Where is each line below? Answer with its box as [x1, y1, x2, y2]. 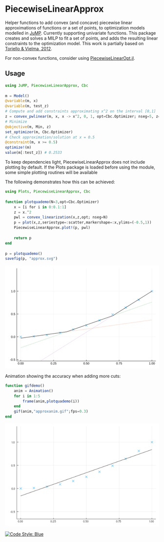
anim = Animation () [14, 388, 54, 393]
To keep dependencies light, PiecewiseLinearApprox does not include [5, 159, 145, 165]
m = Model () [5, 93, 29, 99]
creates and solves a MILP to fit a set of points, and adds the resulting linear [5, 35, 158, 41]
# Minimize [5, 119, 27, 124]
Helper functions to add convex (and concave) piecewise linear [5, 20, 133, 25]
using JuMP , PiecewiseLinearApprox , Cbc [5, 83, 89, 88]
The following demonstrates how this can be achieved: [5, 179, 115, 185]
